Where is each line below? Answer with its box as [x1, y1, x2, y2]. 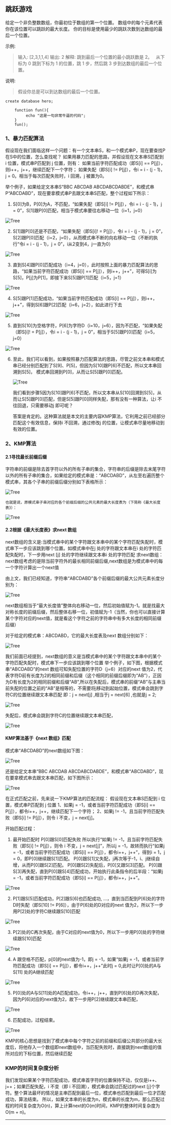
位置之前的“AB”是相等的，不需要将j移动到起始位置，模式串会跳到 [22, 685, 159, 691]
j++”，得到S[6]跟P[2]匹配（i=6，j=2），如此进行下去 [12, 302, 122, 308]
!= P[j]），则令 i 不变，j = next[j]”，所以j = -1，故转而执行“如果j [35, 843, 165, 849]
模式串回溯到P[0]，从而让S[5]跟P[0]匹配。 [36, 369, 126, 375]
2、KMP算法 [5, 440, 37, 447]
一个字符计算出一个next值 [5, 565, 60, 571]
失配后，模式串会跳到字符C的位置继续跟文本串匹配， [5, 712, 116, 718]
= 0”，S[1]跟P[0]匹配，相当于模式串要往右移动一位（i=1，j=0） [12, 208, 145, 214]
